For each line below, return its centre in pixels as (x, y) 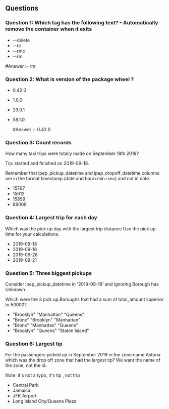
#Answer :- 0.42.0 (32, 129)
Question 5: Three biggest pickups (49, 273)
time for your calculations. (32, 234)
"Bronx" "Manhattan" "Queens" (45, 325)
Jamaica (21, 391)
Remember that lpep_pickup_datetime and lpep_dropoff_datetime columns (82, 173)
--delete (21, 40)
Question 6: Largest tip (34, 344)
